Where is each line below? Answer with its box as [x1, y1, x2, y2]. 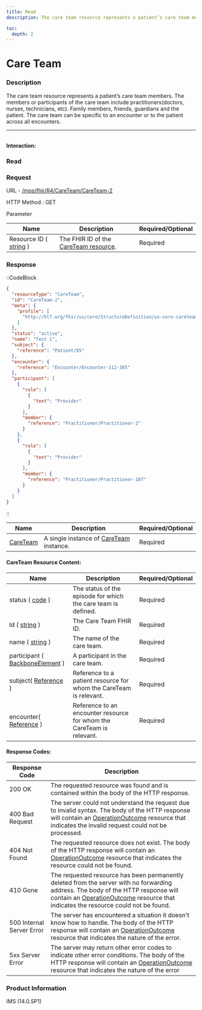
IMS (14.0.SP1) [6, 998, 42, 1005]
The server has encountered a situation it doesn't [50, 910, 189, 919]
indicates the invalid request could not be [50, 821, 167, 830]
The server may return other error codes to [50, 943, 173, 951]
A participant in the [73, 651, 127, 659]
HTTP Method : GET [6, 199, 56, 206]
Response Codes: [6, 748, 52, 755]
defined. [73, 607, 96, 615]
